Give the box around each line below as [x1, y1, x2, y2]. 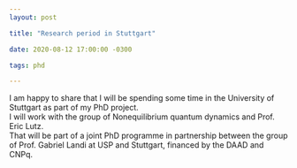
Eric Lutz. [9, 121, 44, 132]
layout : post [9, 12, 57, 22]
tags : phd [9, 61, 46, 70]
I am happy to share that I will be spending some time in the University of [9, 93, 275, 103]
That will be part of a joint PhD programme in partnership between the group [9, 130, 288, 141]
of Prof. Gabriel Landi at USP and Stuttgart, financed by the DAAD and [9, 140, 264, 150]
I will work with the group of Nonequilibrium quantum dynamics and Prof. [9, 111, 276, 122]
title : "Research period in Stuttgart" [9, 28, 156, 38]
